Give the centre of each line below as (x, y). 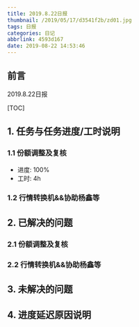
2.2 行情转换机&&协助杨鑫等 (54, 264)
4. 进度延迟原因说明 (49, 315)
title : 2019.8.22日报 (38, 14)
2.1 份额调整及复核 (38, 244)
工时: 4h (29, 178)
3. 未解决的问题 (40, 289)
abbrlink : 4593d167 (35, 40)
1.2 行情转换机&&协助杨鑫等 (54, 198)
